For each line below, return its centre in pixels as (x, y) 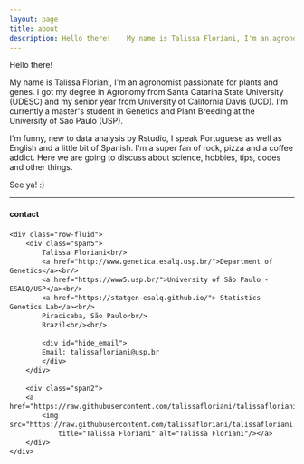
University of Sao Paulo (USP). (66, 121)
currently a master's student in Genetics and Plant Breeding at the (132, 111)
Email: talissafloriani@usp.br (101, 352)
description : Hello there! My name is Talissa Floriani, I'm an (139, 38)
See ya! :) (27, 185)
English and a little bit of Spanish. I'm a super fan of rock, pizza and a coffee (152, 148)
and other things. (41, 167)
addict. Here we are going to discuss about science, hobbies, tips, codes (145, 157)
